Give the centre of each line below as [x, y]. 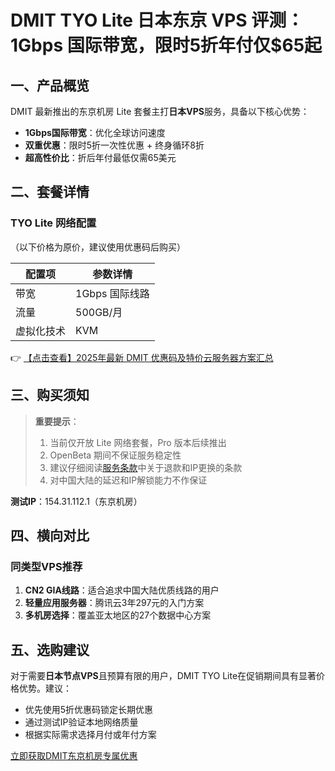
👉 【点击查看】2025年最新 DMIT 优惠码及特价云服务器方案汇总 [142, 357]
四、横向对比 [50, 535]
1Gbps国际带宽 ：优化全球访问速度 [95, 132]
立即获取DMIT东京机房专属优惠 [74, 755]
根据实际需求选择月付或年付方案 [90, 734]
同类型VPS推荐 [46, 566]
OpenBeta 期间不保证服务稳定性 [115, 455]
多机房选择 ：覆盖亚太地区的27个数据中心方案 [118, 615]
